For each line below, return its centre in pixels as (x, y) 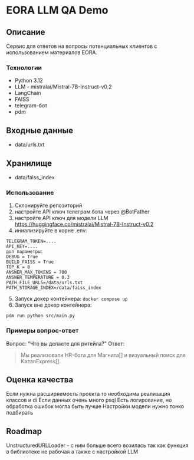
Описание (26, 32)
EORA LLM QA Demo (57, 10)
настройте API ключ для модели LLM (61, 218)
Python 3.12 (29, 81)
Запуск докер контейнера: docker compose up (71, 299)
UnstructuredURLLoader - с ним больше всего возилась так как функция (97, 445)
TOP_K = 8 (18, 267)
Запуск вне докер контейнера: (53, 305)
